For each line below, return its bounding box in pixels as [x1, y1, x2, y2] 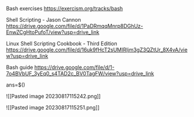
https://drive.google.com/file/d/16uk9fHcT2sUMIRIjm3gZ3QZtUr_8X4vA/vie [6, 46, 188, 53]
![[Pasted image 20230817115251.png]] [6, 104, 100, 111]
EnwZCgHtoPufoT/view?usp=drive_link [6, 29, 99, 36]
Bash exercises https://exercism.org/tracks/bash [6, 5, 123, 12]
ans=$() [6, 81, 25, 88]
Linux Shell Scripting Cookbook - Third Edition [6, 40, 118, 47]
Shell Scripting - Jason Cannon [6, 16, 81, 23]
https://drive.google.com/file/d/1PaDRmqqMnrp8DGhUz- [6, 23, 143, 29]
